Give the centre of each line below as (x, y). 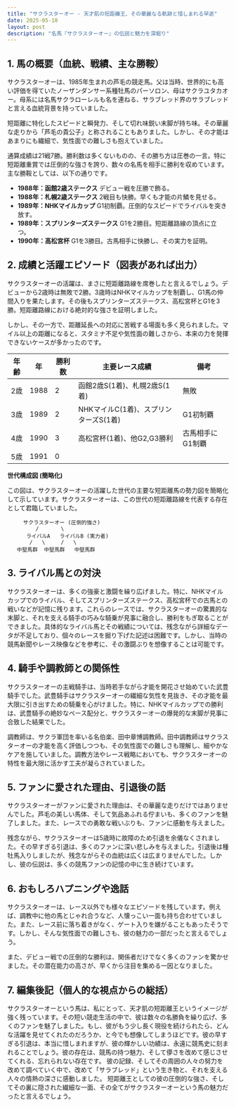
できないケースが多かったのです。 (56, 342)
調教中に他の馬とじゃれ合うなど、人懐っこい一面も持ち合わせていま (118, 916)
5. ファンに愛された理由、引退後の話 (86, 787)
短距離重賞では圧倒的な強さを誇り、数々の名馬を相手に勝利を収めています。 (118, 164)
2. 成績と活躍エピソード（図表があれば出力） (105, 265)
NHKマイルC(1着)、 (111, 409)
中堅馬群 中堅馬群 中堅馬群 (56, 550)
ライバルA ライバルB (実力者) (67, 536)
